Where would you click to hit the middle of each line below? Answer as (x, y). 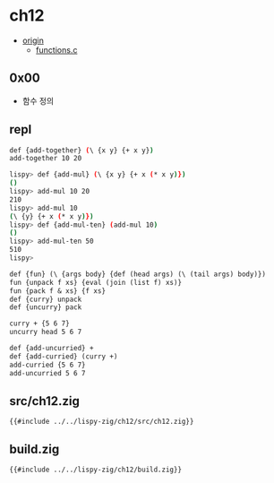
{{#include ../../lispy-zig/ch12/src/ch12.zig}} (102, 422)
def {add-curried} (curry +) (64, 356)
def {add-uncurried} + (51, 349)
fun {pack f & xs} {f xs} (57, 291)
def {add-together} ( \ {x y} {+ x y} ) (81, 150)
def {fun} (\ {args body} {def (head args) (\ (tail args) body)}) (138, 274)
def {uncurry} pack (46, 307)
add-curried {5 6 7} (48, 365)
